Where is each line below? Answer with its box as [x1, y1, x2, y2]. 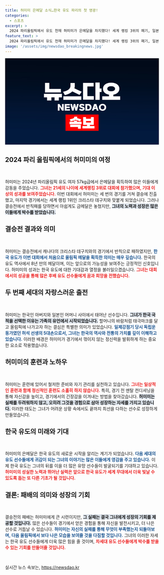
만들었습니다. [5, 411, 30, 417]
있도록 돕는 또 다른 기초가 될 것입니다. [5, 475, 76, 481]
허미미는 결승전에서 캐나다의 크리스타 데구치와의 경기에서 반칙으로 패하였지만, [5, 248, 153, 254]
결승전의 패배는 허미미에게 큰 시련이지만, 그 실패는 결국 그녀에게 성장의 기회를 [5, 514, 151, 520]
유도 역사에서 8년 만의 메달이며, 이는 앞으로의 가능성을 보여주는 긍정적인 [5, 260, 142, 266]
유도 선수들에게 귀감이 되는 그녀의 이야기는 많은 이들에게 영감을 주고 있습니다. [5, 457, 150, 463]
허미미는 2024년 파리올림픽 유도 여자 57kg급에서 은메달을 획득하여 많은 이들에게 [5, 179, 159, 185]
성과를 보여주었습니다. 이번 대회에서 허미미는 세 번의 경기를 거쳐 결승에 [14, 191, 148, 197]
